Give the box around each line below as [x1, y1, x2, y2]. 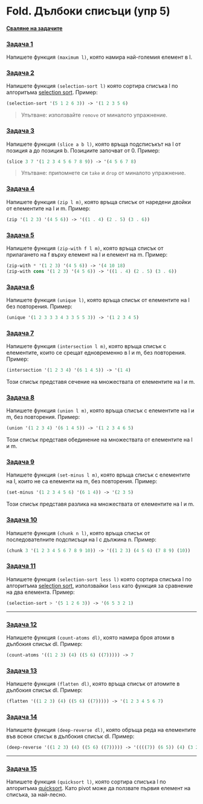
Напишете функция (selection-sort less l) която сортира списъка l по [6, 575, 192, 582]
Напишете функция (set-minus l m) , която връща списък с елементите [6, 471, 190, 479]
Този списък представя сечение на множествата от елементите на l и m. [6, 378, 195, 385]
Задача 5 [6, 231, 34, 239]
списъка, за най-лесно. [6, 791, 67, 799]
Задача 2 [6, 68, 34, 77]
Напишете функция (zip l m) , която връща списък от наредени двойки [6, 198, 192, 205]
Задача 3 [6, 127, 35, 135]
